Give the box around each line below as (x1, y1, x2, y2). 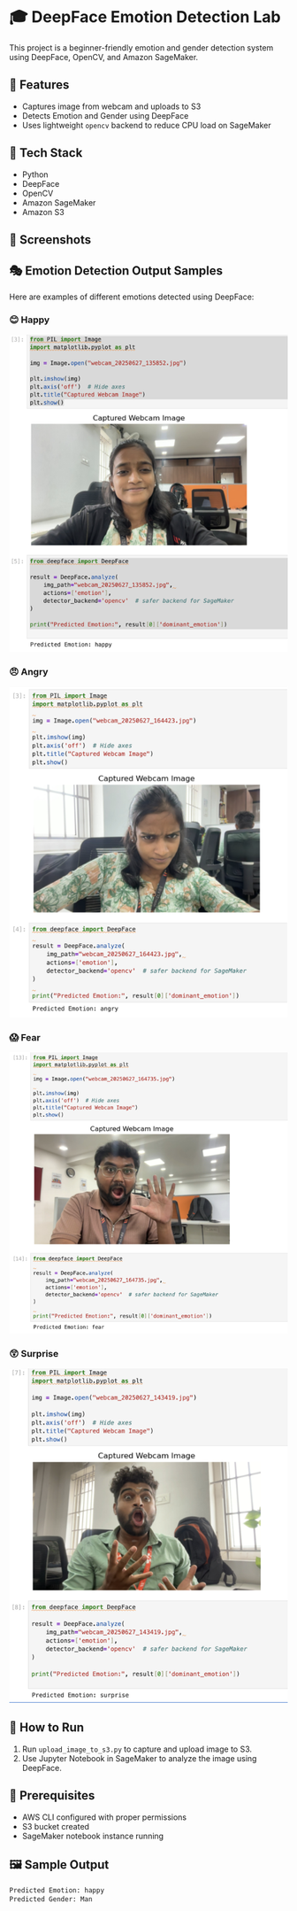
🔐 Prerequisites (9, 1788, 95, 1803)
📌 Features (9, 77, 70, 93)
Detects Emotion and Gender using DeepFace (21, 110, 189, 120)
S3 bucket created (21, 1821, 90, 1831)
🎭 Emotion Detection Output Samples (9, 263, 224, 279)
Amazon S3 (21, 206, 65, 217)
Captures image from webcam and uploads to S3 (21, 101, 202, 112)
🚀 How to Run (9, 1720, 85, 1736)
